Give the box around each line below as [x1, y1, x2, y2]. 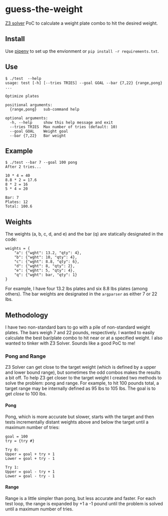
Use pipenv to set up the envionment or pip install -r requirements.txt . [5, 48, 159, 54]
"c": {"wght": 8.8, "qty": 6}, [14, 259, 80, 264]
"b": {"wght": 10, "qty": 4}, [14, 255, 78, 260]
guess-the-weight [5, 4, 83, 15]
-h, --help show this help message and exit [10, 120, 113, 125]
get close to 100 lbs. [5, 391, 47, 397]
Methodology [5, 311, 49, 320]
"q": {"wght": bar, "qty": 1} [14, 272, 78, 277]
